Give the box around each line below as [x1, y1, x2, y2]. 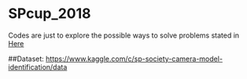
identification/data [8, 62, 68, 71]
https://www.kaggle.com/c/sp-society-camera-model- [46, 54, 223, 63]
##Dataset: [8, 54, 45, 63]
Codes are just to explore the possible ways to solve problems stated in [8, 31, 240, 40]
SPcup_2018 [8, 5, 91, 23]
